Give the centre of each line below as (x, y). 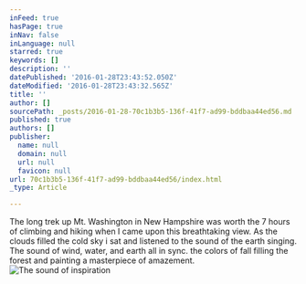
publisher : (30, 137)
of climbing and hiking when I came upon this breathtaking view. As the (144, 231)
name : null (38, 145)
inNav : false (34, 35)
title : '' (28, 94)
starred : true (37, 52)
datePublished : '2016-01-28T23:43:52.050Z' (94, 78)
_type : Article (38, 188)
